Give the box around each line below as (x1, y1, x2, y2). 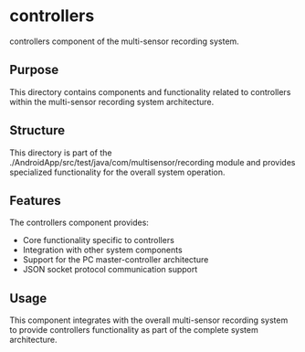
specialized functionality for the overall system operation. (9, 166, 226, 177)
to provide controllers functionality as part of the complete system (9, 325, 258, 336)
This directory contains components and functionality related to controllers (9, 86, 291, 97)
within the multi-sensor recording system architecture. (9, 96, 215, 107)
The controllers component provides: (9, 217, 149, 229)
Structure (9, 123, 66, 138)
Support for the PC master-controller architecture (22, 254, 209, 265)
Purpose (9, 62, 59, 78)
